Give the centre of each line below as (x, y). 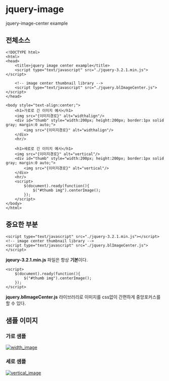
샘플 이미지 (22, 320)
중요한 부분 (22, 225)
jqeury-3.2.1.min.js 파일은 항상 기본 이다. (47, 260)
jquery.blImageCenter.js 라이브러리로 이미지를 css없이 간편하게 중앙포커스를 (83, 297)
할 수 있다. (16, 303)
